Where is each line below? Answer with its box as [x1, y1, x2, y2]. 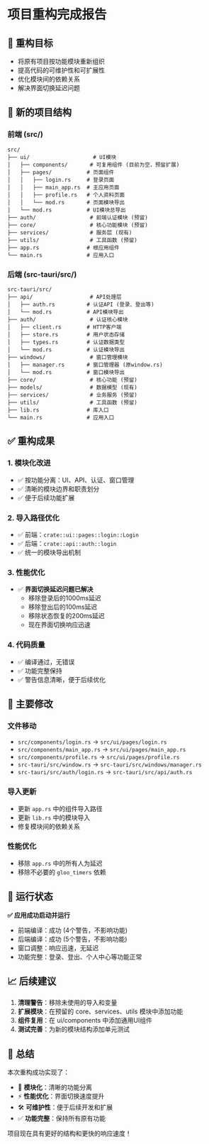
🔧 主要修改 [7, 698, 53, 710]
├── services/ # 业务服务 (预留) [7, 391, 138, 398]
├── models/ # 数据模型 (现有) [7, 384, 138, 391]
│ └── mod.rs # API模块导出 [7, 308, 124, 316]
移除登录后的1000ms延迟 [28, 594, 101, 603]
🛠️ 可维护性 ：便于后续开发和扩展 [17, 1103, 113, 1111]
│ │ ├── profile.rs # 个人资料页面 [7, 191, 125, 199]
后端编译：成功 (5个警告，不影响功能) [17, 935, 128, 943]
